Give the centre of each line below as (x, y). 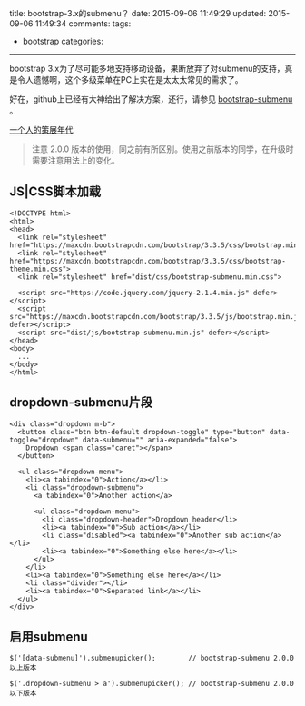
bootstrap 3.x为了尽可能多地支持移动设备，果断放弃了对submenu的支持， (147, 68)
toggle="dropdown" (44, 440)
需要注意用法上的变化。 (75, 160)
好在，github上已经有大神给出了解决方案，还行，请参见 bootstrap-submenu (151, 99)
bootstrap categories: (63, 41)
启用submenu (49, 637)
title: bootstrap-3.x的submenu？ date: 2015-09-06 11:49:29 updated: (138, 13)
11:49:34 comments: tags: (83, 24)
